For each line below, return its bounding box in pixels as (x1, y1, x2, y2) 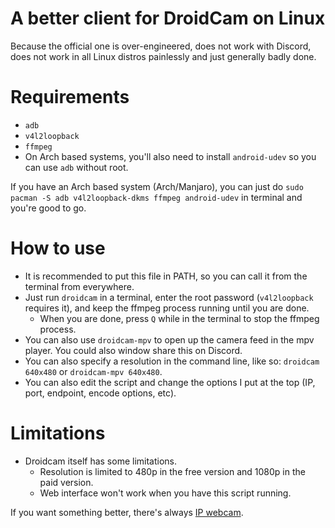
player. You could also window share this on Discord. (24, 344, 243, 356)
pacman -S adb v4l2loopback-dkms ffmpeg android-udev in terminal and (10, 191, 303, 203)
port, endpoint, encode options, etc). (24, 387, 177, 399)
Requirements (10, 86, 130, 109)
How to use (10, 237, 106, 260)
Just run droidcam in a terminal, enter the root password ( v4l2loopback (24, 291, 314, 303)
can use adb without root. (24, 161, 129, 173)
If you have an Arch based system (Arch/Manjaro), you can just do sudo (10, 180, 304, 192)
